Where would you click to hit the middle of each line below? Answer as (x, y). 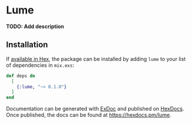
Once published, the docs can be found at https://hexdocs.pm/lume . (89, 115)
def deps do (21, 76)
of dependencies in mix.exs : (40, 65)
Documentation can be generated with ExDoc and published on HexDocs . (95, 109)
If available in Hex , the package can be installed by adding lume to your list (96, 58)
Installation (27, 45)
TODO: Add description (35, 26)
